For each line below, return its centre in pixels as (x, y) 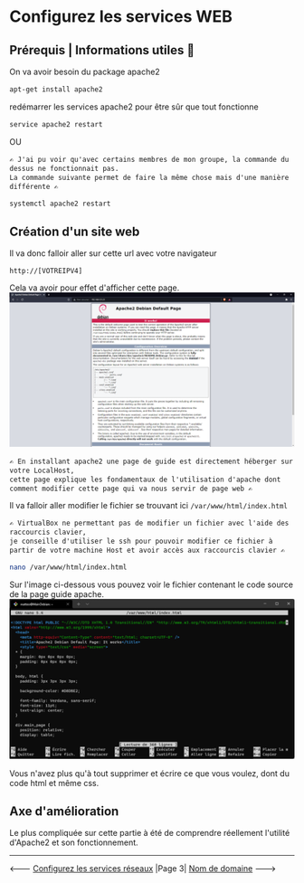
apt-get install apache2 (56, 90)
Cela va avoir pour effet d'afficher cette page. (95, 288)
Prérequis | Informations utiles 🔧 (102, 50)
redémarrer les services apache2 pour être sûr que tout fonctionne (134, 107)
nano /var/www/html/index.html (68, 567)
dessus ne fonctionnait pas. (64, 168)
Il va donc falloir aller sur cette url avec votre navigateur (113, 253)
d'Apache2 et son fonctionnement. (74, 842)
